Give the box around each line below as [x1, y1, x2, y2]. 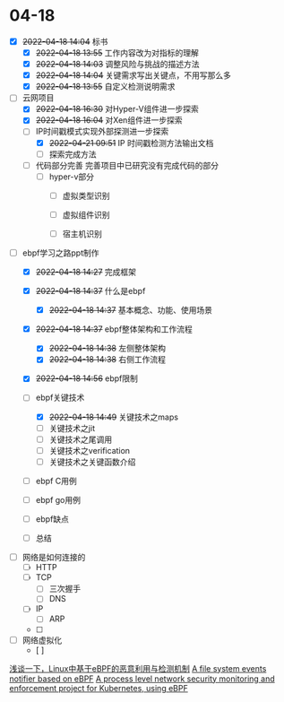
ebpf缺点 [35, 513, 70, 524]
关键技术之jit [48, 422, 96, 433]
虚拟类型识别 [62, 190, 110, 201]
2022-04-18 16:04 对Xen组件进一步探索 [35, 115, 183, 126]
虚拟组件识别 [62, 209, 110, 220]
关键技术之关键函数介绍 [48, 456, 136, 467]
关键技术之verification [48, 445, 131, 455]
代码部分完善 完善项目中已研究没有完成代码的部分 [35, 160, 219, 170]
